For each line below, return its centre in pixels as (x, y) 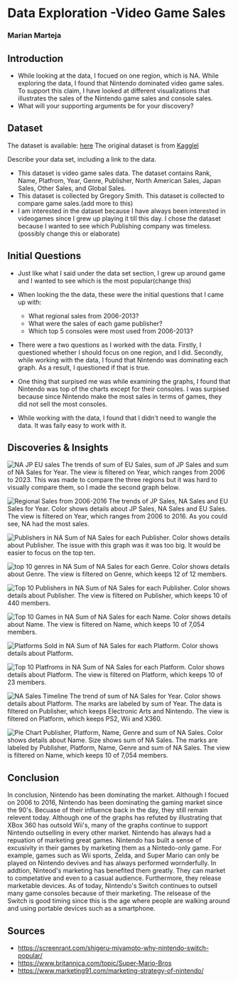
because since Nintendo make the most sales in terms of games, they (120, 396)
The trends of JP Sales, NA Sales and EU (168, 501)
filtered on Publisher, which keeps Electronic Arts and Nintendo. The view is (118, 711)
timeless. (198, 226)
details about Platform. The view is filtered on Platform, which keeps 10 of (115, 675)
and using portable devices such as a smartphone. (81, 909)
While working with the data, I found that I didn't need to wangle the (117, 417)
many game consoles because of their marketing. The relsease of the (109, 893)
